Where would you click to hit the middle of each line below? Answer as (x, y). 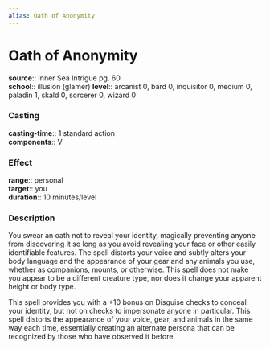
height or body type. (42, 287)
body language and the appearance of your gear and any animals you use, (132, 261)
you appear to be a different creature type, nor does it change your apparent (135, 278)
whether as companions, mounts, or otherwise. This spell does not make (129, 269)
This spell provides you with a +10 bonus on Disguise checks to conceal (127, 302)
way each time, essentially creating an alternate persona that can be (121, 328)
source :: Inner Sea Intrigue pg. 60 (64, 78)
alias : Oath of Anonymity (51, 16)
